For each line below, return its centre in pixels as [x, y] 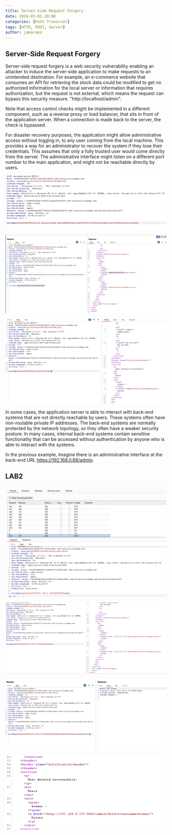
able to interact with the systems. [40, 445]
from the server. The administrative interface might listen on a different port [85, 157]
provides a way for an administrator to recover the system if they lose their [84, 145]
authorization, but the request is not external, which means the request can [84, 93]
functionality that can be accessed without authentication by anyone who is [85, 439]
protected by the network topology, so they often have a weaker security [82, 429]
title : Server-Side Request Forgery [44, 11]
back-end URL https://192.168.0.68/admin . [50, 460]
